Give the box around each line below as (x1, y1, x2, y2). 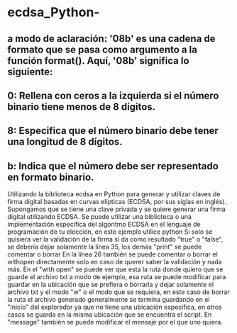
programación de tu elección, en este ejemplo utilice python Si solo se (7, 227, 213, 236)
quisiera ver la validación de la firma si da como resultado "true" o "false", (7, 235, 224, 244)
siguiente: (7, 65, 53, 78)
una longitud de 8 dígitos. (7, 136, 123, 148)
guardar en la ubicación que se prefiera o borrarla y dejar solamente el (7, 281, 214, 289)
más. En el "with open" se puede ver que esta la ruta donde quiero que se (7, 265, 224, 273)
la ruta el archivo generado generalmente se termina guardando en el (7, 295, 210, 304)
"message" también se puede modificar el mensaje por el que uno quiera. (7, 318, 224, 327)
